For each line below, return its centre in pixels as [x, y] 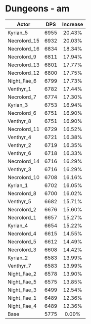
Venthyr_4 [20, 137]
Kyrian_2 [18, 258]
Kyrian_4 [18, 226]
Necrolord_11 [23, 129]
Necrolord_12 [23, 73]
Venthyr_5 [20, 201]
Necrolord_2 [22, 209]
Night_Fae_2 [22, 274]
